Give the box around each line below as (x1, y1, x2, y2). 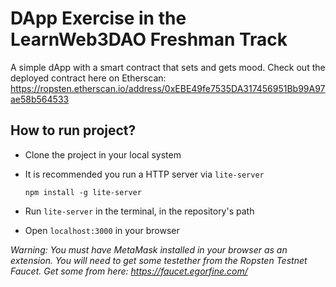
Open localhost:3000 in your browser (24, 224, 180, 236)
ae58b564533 (10, 93, 70, 105)
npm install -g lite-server (24, 187, 142, 197)
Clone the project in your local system (24, 148, 182, 161)
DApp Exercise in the (10, 7, 187, 30)
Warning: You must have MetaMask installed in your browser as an (10, 243, 288, 256)
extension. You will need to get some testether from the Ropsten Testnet (10, 254, 308, 266)
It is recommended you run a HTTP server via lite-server (24, 168, 265, 180)
